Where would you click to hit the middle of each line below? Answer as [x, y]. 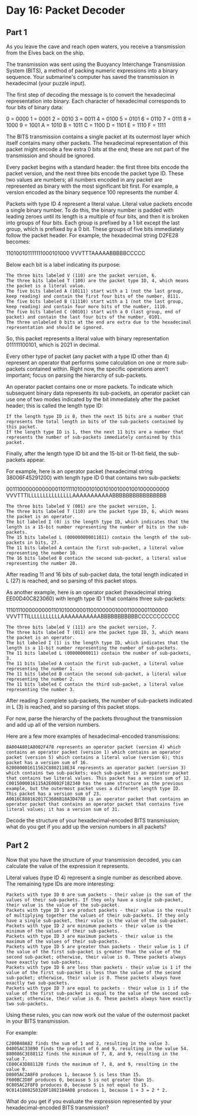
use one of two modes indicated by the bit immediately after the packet [93, 399]
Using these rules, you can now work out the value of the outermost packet [98, 1014]
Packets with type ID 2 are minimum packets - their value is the [90, 926]
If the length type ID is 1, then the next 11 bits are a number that [95, 432]
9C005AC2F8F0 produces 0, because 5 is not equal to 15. [78, 1085]
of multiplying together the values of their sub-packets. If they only [98, 915]
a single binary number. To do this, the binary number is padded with [90, 210]
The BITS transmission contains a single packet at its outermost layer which [98, 137]
